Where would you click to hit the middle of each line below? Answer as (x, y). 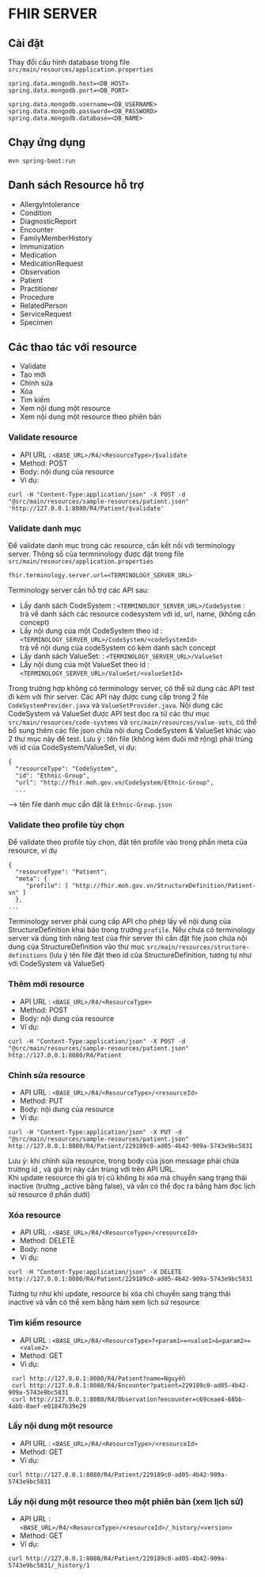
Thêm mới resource (46, 984)
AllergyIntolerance (49, 204)
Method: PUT (41, 1100)
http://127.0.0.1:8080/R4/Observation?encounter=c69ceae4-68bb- (137, 1399)
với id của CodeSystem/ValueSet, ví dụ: (72, 747)
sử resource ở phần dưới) (49, 1194)
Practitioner (38, 288)
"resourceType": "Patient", (62, 872)
